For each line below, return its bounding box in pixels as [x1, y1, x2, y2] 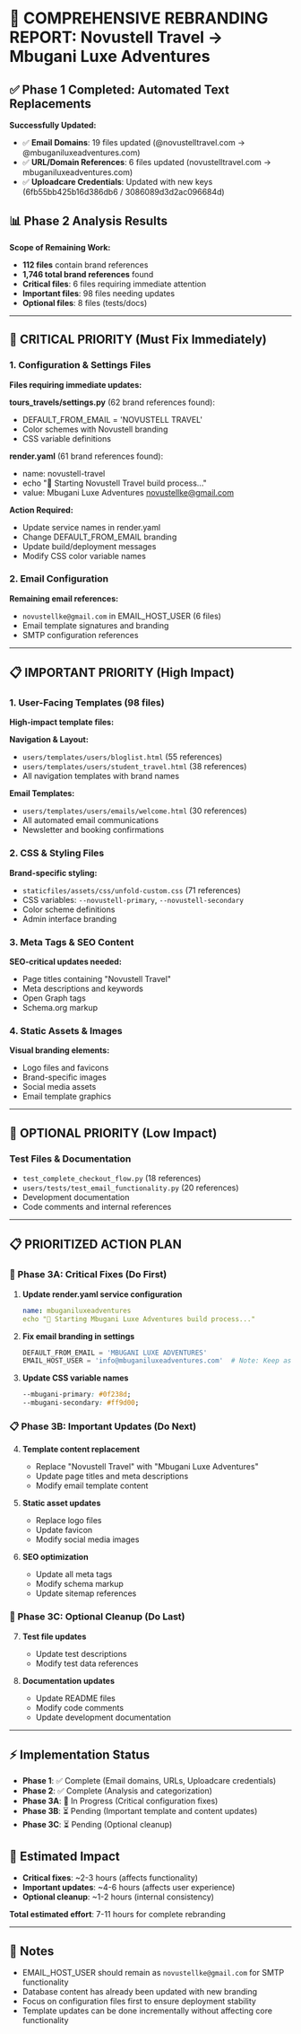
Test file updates [21, 1631, 87, 1642]
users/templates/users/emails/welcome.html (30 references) [21, 805, 248, 816]
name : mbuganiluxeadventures [21, 1306, 132, 1315]
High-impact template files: [9, 717, 115, 728]
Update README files [35, 1692, 116, 1704]
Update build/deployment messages [21, 540, 157, 551]
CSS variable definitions [21, 433, 112, 443]
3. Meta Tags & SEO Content [9, 935, 134, 948]
